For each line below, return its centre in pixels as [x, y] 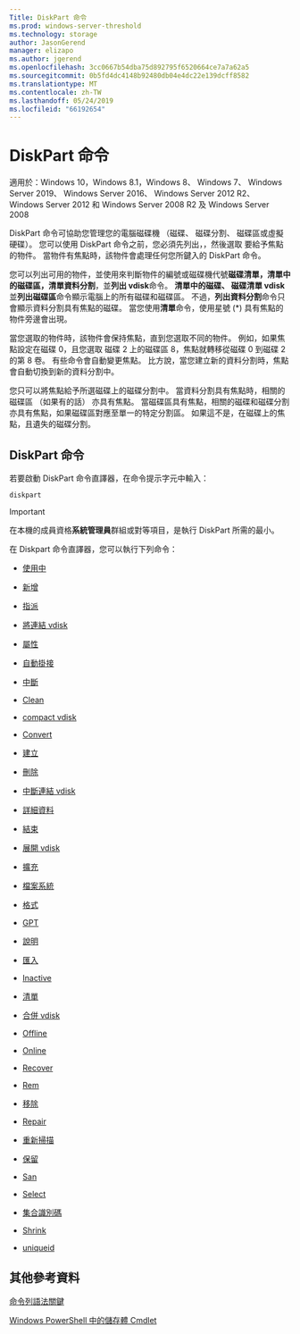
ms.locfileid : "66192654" [57, 109]
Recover [37, 1068]
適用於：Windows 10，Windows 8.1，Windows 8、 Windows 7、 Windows [146, 182]
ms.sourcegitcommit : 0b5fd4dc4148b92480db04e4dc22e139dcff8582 [129, 76]
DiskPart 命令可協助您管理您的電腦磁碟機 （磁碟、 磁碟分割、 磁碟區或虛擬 [146, 233]
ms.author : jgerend [46, 59]
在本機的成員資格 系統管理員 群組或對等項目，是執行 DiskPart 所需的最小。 [144, 530]
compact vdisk [50, 717]
